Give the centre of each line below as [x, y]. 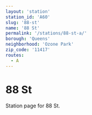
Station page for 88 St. [33, 106]
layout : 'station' [28, 11]
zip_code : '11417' [28, 50]
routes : [15, 55]
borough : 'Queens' [28, 39]
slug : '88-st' [23, 22]
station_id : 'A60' [28, 17]
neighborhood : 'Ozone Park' [40, 45]
